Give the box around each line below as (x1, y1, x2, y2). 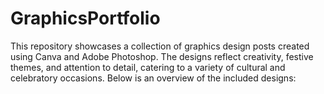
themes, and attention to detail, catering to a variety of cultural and (10, 61, 286, 73)
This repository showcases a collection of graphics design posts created (10, 40, 310, 52)
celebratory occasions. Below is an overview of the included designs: (10, 72, 297, 84)
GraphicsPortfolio (10, 7, 161, 30)
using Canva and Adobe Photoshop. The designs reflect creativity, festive (10, 50, 314, 62)
